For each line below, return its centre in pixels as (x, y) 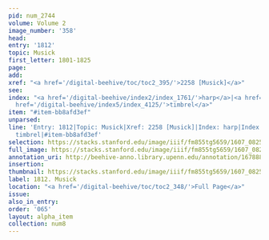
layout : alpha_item (41, 217)
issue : (19, 194)
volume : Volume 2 (37, 23)
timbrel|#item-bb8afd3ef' (59, 134)
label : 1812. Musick (43, 180)
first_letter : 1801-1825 (50, 61)
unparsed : (25, 120)
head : (17, 38)
